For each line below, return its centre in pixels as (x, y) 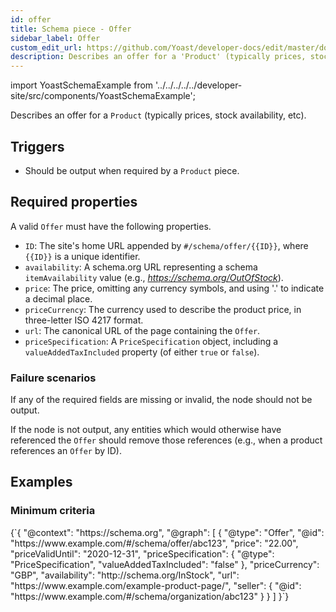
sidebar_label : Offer (55, 38)
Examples (41, 482)
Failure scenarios (53, 378)
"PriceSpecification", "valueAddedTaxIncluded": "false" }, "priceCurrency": (165, 564)
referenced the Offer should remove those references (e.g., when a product (166, 440)
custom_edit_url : (46, 47)
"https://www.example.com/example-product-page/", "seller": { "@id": (156, 585)
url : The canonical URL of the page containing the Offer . (142, 330)
